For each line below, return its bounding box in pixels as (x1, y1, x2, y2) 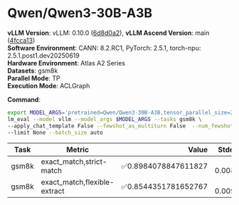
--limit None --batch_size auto (7, 129, 103, 136)
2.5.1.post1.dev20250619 (7, 51, 80, 60)
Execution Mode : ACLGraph (7, 81, 90, 90)
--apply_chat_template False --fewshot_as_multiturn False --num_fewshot (7, 122, 234, 130)
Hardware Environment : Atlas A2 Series (7, 58, 126, 67)
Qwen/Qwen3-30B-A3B (7, 5, 153, 21)
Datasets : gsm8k (7, 66, 58, 75)
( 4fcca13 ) (7, 36, 36, 44)
